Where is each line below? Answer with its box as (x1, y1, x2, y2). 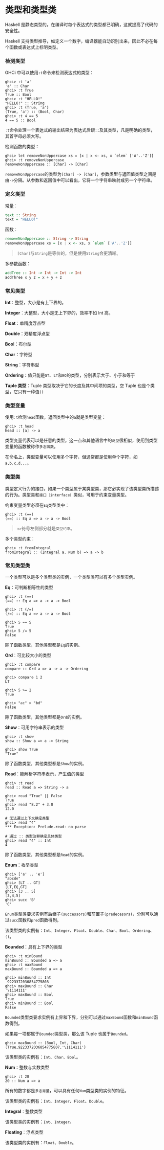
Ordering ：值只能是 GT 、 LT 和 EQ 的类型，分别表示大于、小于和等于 (5, 372, 135, 378)
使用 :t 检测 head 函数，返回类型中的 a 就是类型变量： (5, 414, 106, 420)
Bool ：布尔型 (5, 341, 32, 347)
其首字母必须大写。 (5, 133, 44, 139)
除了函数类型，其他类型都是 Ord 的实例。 (5, 714, 84, 720)
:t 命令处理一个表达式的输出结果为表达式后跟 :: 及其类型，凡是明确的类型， (5, 127, 155, 133)
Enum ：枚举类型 (5, 862, 39, 868)
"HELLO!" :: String (5, 101, 45, 106)
